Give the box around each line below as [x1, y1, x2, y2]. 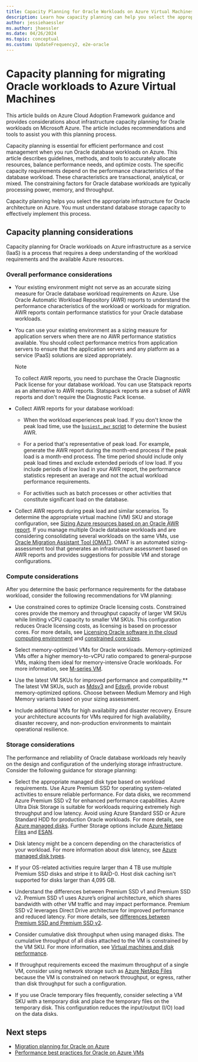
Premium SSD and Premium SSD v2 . [14, 919, 103, 926]
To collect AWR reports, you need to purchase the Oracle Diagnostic [14, 374, 181, 381]
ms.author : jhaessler [6, 25, 60, 31]
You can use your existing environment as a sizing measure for [14, 326, 168, 334]
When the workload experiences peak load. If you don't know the [23, 416, 183, 423]
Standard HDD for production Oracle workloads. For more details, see [14, 815, 184, 823]
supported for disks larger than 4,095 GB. [14, 876, 116, 883]
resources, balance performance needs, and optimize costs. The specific [6, 161, 184, 168]
